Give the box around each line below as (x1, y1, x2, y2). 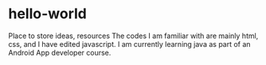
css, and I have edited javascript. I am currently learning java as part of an (8, 39, 251, 48)
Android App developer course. (8, 48, 111, 57)
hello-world (8, 5, 88, 23)
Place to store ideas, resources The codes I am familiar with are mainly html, (8, 31, 259, 40)
